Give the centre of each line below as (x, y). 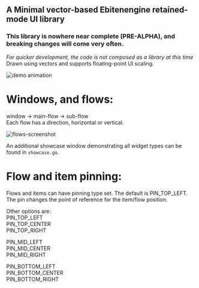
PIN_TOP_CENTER (28, 224)
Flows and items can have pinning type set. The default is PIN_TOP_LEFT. (97, 193)
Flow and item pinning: (64, 176)
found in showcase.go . (33, 152)
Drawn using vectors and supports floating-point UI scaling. (80, 63)
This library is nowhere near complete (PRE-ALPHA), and (91, 37)
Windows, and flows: (60, 99)
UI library (47, 20)
